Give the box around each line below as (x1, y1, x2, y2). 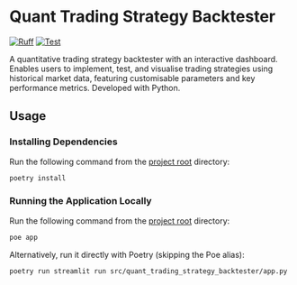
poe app (9, 233, 39, 242)
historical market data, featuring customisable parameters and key (9, 72, 256, 83)
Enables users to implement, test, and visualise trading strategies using (9, 63, 274, 74)
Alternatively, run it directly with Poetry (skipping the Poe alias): (9, 249, 245, 260)
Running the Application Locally (9, 195, 152, 207)
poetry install (9, 173, 67, 182)
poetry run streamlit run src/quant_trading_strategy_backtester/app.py (9, 266, 288, 276)
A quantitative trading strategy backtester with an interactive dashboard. (9, 53, 278, 64)
